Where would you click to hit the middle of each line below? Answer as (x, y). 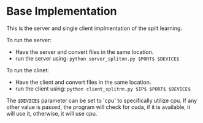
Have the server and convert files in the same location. (84, 52)
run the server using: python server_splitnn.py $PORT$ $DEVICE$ (97, 58)
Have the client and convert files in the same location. (83, 82)
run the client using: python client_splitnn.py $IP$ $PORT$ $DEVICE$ (103, 88)
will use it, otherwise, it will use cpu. (52, 113)
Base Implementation (62, 11)
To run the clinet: (28, 70)
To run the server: (29, 40)
